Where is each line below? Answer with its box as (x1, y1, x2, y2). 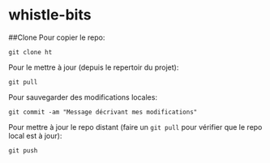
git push (8, 146, 38, 155)
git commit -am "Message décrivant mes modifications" (8, 108, 198, 116)
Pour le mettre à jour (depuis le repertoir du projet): (8, 62, 179, 72)
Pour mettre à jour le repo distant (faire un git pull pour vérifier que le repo (8, 122, 263, 131)
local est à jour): (8, 131, 62, 140)
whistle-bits (8, 6, 92, 24)
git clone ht (8, 48, 53, 56)
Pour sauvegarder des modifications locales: (8, 92, 158, 102)
